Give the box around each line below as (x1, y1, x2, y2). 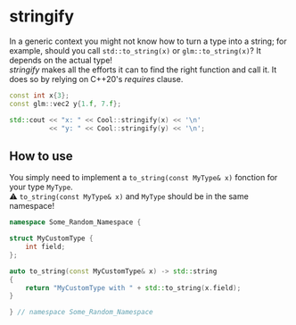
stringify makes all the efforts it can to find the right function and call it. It (9, 64, 277, 75)
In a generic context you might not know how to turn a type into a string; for (9, 36, 287, 46)
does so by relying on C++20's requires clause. (9, 73, 184, 84)
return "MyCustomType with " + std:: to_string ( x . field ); (25, 283, 242, 292)
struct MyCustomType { (9, 234, 94, 243)
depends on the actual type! (9, 54, 113, 65)
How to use (9, 148, 73, 163)
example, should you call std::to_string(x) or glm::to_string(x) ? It (9, 45, 261, 55)
